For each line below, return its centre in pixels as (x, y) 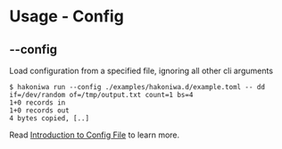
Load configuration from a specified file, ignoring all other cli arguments (141, 70)
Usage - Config (67, 17)
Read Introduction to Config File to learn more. (95, 135)
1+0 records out (39, 111)
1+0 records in (37, 103)
